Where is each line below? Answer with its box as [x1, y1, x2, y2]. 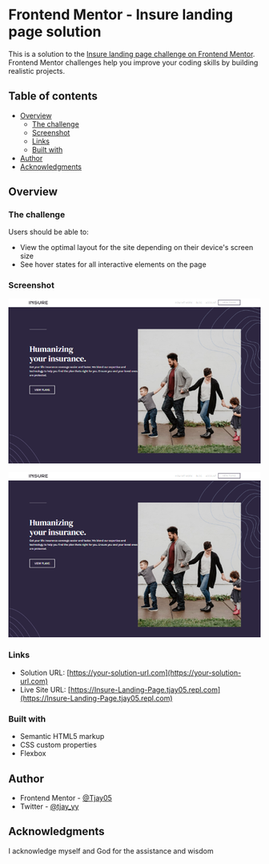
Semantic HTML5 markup [19, 732, 105, 741]
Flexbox [19, 749, 46, 758]
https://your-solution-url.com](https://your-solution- [69, 668, 242, 677]
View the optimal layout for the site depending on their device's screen [19, 243, 254, 252]
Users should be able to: [8, 227, 90, 237]
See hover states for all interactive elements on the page [19, 260, 207, 269]
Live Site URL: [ [19, 684, 71, 694]
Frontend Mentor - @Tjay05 [19, 793, 112, 802]
